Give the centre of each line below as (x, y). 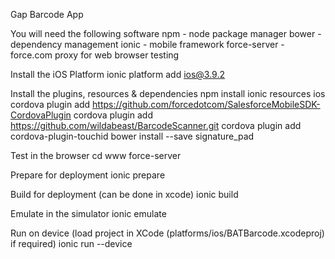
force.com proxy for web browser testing (95, 55)
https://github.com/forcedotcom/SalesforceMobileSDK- (206, 104)
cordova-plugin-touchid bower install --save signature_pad (132, 136)
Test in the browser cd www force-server (96, 155)
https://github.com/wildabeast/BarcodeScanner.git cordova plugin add (156, 125)
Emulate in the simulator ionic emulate (88, 213)
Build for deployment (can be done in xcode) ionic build (124, 194)
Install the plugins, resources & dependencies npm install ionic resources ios (168, 93)
